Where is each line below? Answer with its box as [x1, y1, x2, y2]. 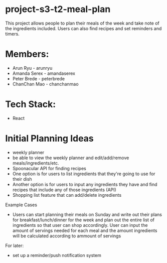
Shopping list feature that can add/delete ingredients [12, 192, 122, 198]
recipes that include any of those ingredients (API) [12, 187, 116, 193]
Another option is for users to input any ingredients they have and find [12, 181, 157, 187]
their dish [12, 176, 33, 182]
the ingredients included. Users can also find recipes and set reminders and [5, 25, 162, 31]
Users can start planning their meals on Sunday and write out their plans [12, 211, 162, 217]
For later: [5, 242, 24, 248]
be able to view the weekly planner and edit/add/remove [12, 155, 129, 161]
